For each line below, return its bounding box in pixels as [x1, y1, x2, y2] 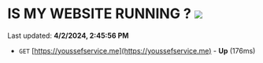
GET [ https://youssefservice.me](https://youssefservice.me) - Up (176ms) [18, 46, 256, 55]
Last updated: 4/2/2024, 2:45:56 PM [7, 31, 129, 40]
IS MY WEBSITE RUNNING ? [7, 5, 192, 23]
